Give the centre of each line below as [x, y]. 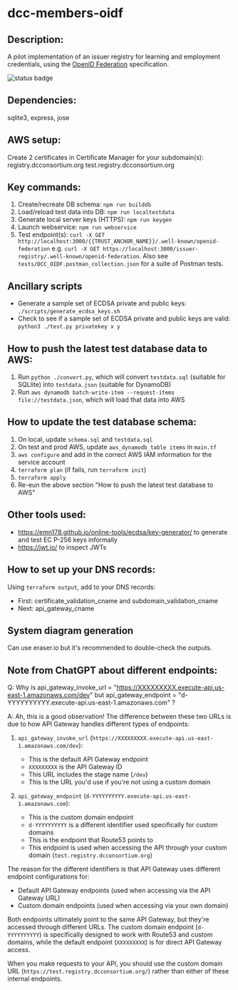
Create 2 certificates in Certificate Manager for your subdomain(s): [106, 157]
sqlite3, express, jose [38, 117]
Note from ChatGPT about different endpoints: [113, 670]
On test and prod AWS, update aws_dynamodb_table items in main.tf [117, 447]
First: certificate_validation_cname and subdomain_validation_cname [118, 600]
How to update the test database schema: [102, 422]
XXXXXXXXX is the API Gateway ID [75, 767]
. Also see [154, 256]
